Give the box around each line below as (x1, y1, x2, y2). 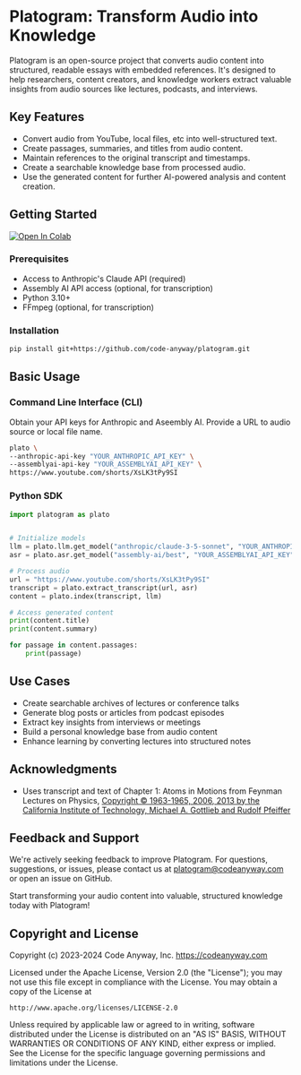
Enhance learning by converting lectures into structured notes (21, 735, 252, 746)
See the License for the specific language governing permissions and (9, 1048, 266, 1059)
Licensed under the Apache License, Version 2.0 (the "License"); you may (9, 967, 283, 978)
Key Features (9, 109, 85, 125)
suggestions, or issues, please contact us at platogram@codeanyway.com (9, 864, 284, 874)
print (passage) (25, 649, 82, 658)
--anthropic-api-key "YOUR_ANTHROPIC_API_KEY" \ (9, 451, 194, 460)
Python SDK (9, 490, 64, 503)
